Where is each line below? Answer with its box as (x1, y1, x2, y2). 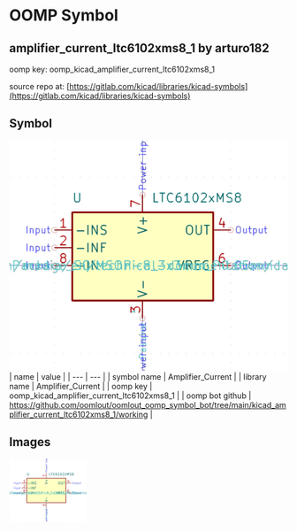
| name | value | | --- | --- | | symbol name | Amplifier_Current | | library (9, 371, 267, 381)
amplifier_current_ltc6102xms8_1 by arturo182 (9, 41, 270, 56)
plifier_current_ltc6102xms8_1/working (9, 409, 148, 419)
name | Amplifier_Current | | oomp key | (9, 381, 153, 391)
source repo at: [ (9, 81, 70, 91)
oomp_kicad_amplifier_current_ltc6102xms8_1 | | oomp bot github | (9, 390, 252, 401)
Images (9, 435, 51, 450)
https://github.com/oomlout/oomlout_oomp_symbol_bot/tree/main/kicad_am (9, 399, 287, 410)
